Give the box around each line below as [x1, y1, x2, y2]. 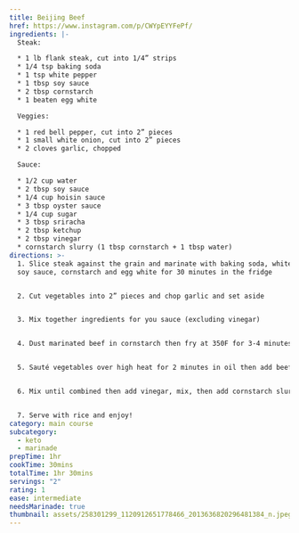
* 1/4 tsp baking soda [17, 62, 101, 71]
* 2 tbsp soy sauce [17, 184, 90, 193]
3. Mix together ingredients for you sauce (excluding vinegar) [17, 316, 261, 324]
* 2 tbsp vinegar [17, 234, 82, 243]
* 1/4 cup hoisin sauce [17, 193, 105, 201]
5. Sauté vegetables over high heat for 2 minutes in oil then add [17, 363, 273, 373]
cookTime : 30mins [9, 461, 74, 470]
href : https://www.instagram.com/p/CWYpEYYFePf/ [9, 21, 193, 30]
